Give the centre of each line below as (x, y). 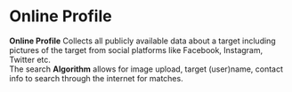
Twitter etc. (30, 59)
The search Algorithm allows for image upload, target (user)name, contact (146, 69)
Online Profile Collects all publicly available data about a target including (142, 41)
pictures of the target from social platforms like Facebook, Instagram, (136, 50)
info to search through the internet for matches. (97, 78)
